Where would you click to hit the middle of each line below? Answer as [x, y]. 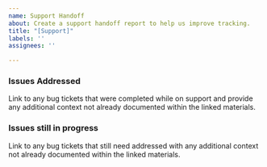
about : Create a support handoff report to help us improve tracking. [129, 23]
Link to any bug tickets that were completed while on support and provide [131, 98]
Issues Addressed [44, 81]
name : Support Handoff [46, 16]
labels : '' [27, 38]
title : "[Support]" [41, 31]
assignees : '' [32, 46]
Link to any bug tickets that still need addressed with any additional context [133, 145]
